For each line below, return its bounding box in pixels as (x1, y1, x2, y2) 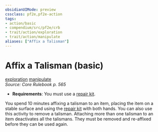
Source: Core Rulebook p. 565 (5, 81, 66, 87)
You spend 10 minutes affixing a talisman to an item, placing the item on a (5, 100, 154, 106)
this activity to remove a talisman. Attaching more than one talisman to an (5, 110, 154, 116)
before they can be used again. (5, 121, 68, 127)
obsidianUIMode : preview (5, 7, 56, 12)
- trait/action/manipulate (5, 35, 60, 40)
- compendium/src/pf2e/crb (5, 25, 60, 30)
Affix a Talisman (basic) (5, 60, 104, 71)
